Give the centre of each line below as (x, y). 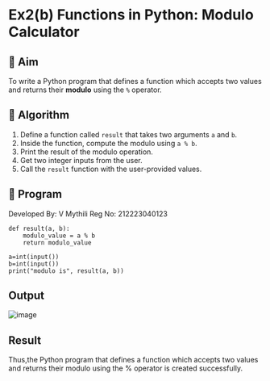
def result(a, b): (39, 228)
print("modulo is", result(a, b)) (66, 271)
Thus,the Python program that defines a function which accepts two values (133, 360)
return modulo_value (57, 243)
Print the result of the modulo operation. (86, 152)
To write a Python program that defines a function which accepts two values (135, 81)
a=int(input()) (34, 257)
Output (26, 296)
